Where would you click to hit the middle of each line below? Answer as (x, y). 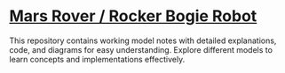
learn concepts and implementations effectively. (97, 59)
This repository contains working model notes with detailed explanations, (143, 40)
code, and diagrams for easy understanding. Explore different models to (141, 49)
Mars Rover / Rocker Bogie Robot (133, 16)
